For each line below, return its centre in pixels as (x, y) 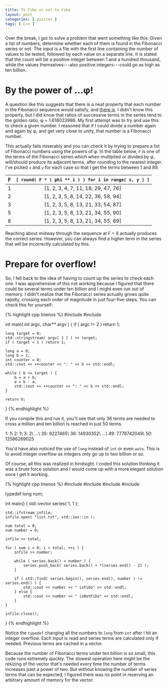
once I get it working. (27, 475)
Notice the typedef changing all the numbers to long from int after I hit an (81, 633)
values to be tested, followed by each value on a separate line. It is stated (81, 54)
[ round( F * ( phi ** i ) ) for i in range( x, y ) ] (82, 180)
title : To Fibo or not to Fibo (38, 10)
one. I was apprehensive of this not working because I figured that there (80, 284)
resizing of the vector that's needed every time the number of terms (75, 664)
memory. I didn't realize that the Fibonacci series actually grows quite (77, 294)
